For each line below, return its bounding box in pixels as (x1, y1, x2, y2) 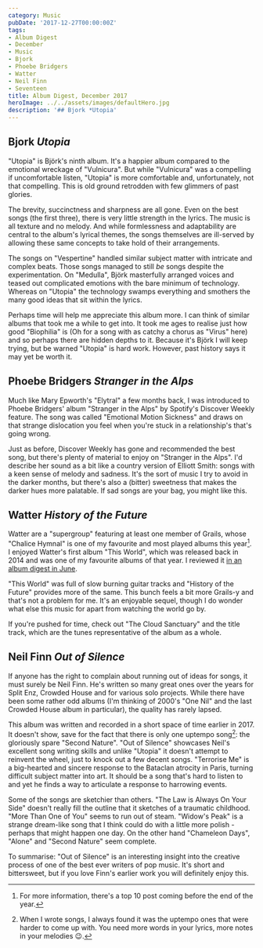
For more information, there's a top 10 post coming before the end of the (19, 891, 254, 900)
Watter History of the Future (8, 509, 148, 522)
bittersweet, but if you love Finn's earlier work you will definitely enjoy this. (8, 868, 249, 877)
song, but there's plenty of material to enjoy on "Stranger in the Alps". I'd (8, 452, 243, 461)
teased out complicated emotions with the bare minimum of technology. (8, 278, 240, 287)
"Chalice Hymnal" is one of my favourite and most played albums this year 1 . (8, 538, 252, 549)
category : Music (8, 11, 61, 20)
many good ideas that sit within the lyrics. (8, 295, 142, 304)
